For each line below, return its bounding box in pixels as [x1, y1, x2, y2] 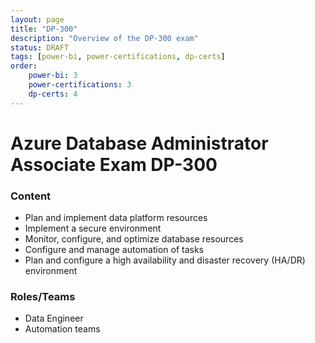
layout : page [10, 14, 65, 25]
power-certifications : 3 [28, 80, 132, 90]
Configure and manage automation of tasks [24, 244, 205, 256]
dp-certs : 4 [28, 89, 78, 99]
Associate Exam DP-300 [10, 153, 218, 176]
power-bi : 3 [28, 71, 78, 81]
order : [10, 61, 38, 71]
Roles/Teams [10, 290, 76, 304]
